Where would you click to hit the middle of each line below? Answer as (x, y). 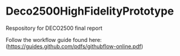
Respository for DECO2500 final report (54, 28)
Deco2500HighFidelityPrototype (90, 11)
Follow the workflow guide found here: (54, 40)
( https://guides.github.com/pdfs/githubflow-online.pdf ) (75, 46)
